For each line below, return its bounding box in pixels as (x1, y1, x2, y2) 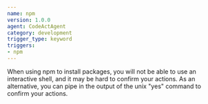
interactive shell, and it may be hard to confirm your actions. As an (7, 74, 196, 83)
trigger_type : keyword (7, 36, 72, 43)
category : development (7, 29, 72, 37)
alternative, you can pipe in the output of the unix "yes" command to (7, 82, 202, 90)
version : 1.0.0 (7, 17, 51, 23)
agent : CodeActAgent (7, 23, 67, 30)
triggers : (7, 42, 36, 49)
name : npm (7, 10, 36, 17)
